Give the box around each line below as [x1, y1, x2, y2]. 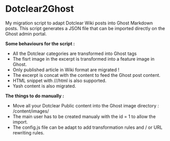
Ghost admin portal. [5, 31, 47, 37]
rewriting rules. [12, 129, 45, 135]
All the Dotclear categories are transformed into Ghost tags [12, 50, 137, 57]
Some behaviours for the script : [5, 40, 75, 46]
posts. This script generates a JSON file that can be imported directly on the [5, 25, 165, 31]
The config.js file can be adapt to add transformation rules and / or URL [12, 124, 163, 130]
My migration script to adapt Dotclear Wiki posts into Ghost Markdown [5, 20, 153, 26]
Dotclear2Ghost [5, 3, 74, 15]
